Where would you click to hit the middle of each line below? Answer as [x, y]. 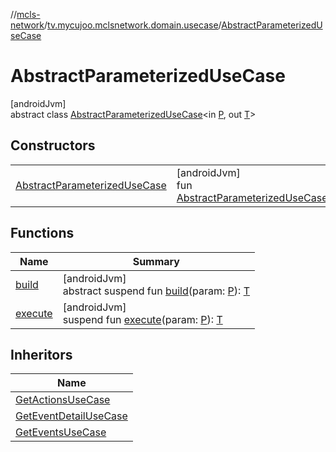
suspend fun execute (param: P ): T [142, 319]
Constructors [53, 145]
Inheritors [41, 354]
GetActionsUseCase [63, 400]
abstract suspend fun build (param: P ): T [156, 291]
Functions [42, 233]
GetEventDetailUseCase [71, 416]
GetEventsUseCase [61, 432]
